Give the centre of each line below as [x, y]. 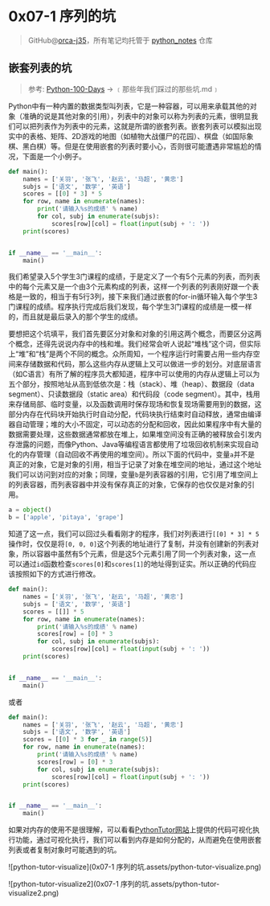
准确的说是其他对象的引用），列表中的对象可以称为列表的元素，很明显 [137, 116]
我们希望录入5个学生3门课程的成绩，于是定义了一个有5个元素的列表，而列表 [135, 277]
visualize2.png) [34, 893]
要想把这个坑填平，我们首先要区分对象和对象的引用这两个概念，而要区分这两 [135, 334]
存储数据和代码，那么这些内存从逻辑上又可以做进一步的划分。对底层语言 [142, 364]
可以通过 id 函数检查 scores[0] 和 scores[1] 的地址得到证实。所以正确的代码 [129, 564]
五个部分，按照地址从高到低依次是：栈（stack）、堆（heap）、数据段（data [131, 384]
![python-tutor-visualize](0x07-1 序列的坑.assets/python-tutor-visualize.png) [135, 867]
